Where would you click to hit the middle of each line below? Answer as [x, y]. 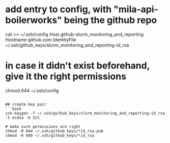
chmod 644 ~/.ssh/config [32, 91]
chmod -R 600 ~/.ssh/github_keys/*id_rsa [50, 135]
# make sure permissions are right [43, 126]
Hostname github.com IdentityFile [41, 40]
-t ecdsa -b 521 [22, 118]
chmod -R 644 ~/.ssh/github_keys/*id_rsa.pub [54, 131]
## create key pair [26, 104]
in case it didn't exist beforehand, [78, 66]
